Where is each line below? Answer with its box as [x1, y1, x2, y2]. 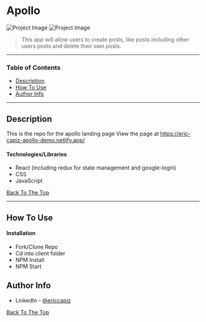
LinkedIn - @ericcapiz [15, 296, 71, 304]
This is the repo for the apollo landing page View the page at [6, 130, 159, 138]
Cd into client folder [15, 249, 66, 257]
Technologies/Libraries [6, 151, 67, 158]
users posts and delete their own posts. [21, 42, 121, 50]
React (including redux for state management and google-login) [15, 164, 177, 171]
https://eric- [160, 130, 191, 138]
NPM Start [15, 263, 42, 270]
